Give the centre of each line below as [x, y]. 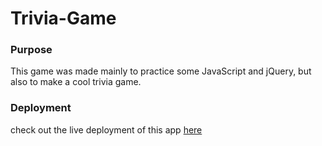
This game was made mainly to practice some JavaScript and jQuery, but [161, 71]
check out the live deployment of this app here [106, 129]
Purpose [31, 50]
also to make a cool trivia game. [76, 82]
